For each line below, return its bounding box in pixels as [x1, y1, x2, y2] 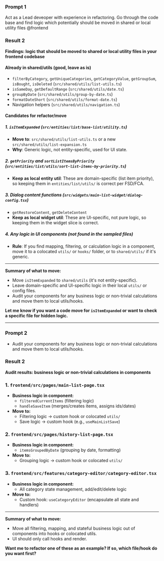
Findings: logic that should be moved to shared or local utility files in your [5, 48, 157, 54]
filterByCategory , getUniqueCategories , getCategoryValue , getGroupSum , [12, 75, 157, 81]
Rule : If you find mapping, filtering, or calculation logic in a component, [12, 243, 155, 249]
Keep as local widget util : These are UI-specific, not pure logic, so [12, 214, 146, 221]
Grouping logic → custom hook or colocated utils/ [19, 458, 123, 464]
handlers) [19, 502, 39, 508]
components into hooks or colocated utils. [12, 530, 97, 537]
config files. [12, 288, 37, 294]
